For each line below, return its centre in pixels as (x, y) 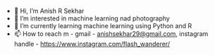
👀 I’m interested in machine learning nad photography (92, 18)
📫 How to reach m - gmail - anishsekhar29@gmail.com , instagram (111, 34)
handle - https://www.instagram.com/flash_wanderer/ (92, 44)
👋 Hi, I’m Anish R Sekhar (49, 11)
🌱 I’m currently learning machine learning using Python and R (103, 26)
